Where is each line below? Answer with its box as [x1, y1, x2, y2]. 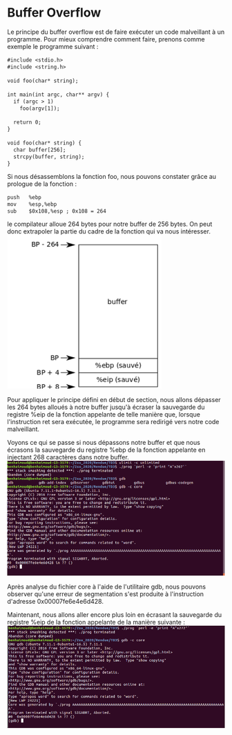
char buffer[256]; [13, 146, 67, 153]
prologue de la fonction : [7, 180, 77, 188]
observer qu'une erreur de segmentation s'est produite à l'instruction [7, 589, 204, 598]
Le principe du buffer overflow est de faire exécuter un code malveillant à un [7, 28, 225, 36]
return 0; [13, 119, 41, 126]
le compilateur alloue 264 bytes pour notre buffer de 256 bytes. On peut [7, 220, 213, 228]
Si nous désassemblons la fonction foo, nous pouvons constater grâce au [7, 172, 216, 180]
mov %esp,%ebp [7, 200, 57, 208]
